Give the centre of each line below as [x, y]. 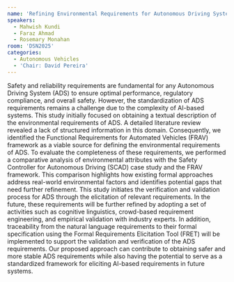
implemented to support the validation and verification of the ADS [101, 241]
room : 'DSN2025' [31, 46]
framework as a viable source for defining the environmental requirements [114, 144]
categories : [24, 53]
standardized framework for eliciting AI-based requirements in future [106, 263]
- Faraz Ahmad [34, 33]
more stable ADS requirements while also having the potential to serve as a [115, 256]
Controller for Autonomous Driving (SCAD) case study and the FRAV [105, 167]
